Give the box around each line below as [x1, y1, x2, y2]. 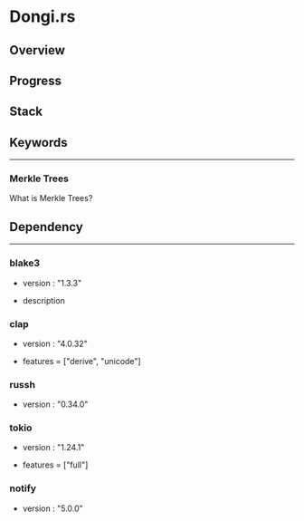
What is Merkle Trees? [9, 193, 93, 204]
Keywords [9, 134, 68, 150]
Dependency [9, 219, 83, 235]
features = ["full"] [22, 459, 89, 470]
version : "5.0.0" [22, 503, 83, 514]
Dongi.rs [9, 6, 76, 27]
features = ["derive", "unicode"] [22, 355, 142, 366]
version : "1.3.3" [22, 277, 82, 288]
